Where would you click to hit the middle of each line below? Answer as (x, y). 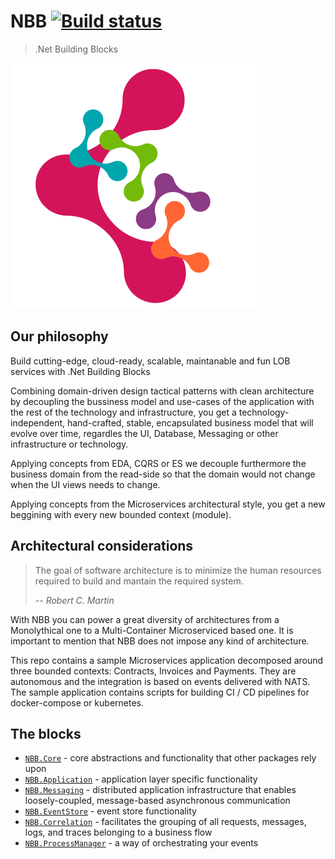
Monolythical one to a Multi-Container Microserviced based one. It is (152, 630)
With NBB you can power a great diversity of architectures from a (145, 619)
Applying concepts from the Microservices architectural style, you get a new (168, 504)
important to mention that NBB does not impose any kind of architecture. (160, 641)
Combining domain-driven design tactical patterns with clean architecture (162, 391)
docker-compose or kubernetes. (77, 702)
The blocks (46, 733)
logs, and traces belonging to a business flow (118, 832)
